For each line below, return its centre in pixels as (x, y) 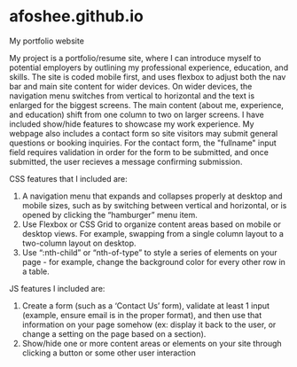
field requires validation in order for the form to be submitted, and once (139, 152)
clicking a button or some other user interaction (109, 353)
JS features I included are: (57, 288)
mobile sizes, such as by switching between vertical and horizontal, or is (154, 205)
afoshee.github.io (77, 16)
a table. (36, 271)
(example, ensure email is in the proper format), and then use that (142, 315)
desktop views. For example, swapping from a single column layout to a (152, 233)
